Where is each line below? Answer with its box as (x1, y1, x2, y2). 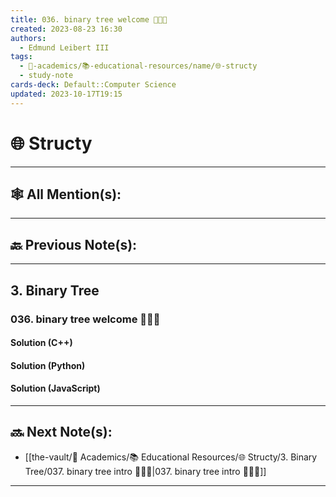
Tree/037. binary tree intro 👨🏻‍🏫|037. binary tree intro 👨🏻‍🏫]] (24, 465, 267, 477)
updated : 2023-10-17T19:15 (10, 89, 123, 99)
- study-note (19, 71, 74, 81)
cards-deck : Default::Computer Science (10, 80, 177, 90)
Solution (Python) (10, 359, 86, 371)
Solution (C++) (10, 337, 73, 349)
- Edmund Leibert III (19, 42, 110, 53)
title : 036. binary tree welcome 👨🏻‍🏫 (10, 14, 168, 25)
